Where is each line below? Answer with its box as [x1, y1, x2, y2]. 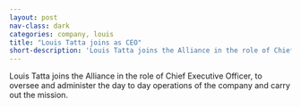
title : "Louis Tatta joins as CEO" [9, 37, 142, 47]
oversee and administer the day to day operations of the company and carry [9, 80, 291, 91]
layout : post [9, 12, 58, 22]
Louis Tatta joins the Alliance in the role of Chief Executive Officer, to [9, 70, 262, 81]
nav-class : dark [9, 21, 70, 30]
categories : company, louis [9, 29, 115, 38]
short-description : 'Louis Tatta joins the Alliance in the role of [9, 46, 271, 55]
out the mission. [9, 90, 69, 101]
